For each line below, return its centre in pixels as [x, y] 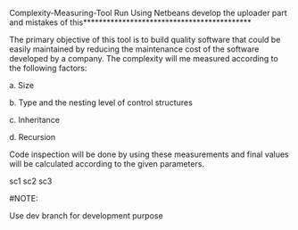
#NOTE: [24, 198]
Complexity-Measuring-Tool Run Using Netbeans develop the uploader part [148, 13]
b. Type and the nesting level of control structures [101, 103]
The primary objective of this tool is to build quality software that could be [145, 40]
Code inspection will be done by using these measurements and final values [149, 154]
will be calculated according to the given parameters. [107, 164]
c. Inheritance [35, 120]
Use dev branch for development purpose [86, 216]
